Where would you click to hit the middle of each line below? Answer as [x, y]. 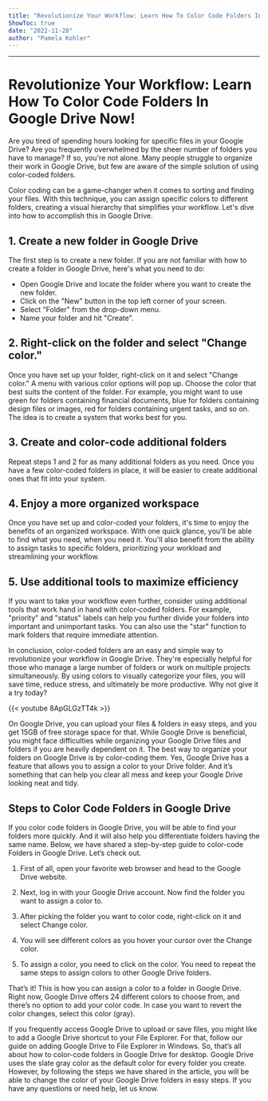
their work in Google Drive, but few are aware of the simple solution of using [134, 166]
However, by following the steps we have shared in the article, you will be [129, 1071]
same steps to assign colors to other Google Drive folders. [115, 973]
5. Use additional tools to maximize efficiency [124, 582]
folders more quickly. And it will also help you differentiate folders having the [134, 836]
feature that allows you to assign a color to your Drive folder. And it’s [120, 766]
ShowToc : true [32, 23]
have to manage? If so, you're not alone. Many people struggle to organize [130, 158]
